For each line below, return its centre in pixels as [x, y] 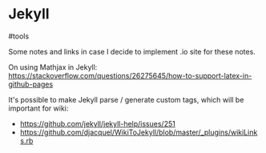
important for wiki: [38, 108]
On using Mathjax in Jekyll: [53, 67]
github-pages [31, 84]
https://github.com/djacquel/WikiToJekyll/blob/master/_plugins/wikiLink [139, 132]
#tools [19, 36]
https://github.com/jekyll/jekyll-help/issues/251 [98, 123]
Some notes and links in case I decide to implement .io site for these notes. [132, 51]
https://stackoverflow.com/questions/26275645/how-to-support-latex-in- [130, 75]
